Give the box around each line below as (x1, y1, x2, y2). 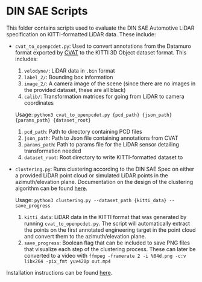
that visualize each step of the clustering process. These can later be (24, 245, 196, 252)
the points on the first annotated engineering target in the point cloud (24, 226, 196, 234)
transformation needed (24, 147, 81, 154)
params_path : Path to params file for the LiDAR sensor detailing (24, 140, 180, 148)
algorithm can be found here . (14, 185, 87, 192)
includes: (14, 55, 38, 62)
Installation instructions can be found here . (6, 269, 113, 276)
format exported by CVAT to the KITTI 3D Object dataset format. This (14, 48, 187, 56)
